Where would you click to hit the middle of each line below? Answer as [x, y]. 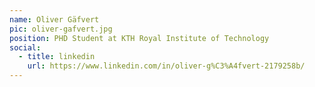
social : [25, 47]
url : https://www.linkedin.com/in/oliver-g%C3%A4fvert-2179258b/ [166, 66]
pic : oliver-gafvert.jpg [61, 29]
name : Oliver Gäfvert [54, 19]
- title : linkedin [57, 57]
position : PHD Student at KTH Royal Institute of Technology [139, 38]
